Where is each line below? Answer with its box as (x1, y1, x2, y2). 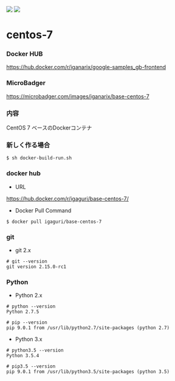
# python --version (6, 303, 56, 310)
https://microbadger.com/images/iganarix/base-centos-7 (6, 92, 150, 100)
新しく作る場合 (6, 141, 50, 149)
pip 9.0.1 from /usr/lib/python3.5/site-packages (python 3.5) (6, 369, 170, 375)
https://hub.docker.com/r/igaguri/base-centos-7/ (6, 195, 129, 202)
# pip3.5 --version (6, 363, 56, 369)
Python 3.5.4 (6, 353, 39, 359)
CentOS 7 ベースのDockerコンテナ (6, 124, 92, 131)
